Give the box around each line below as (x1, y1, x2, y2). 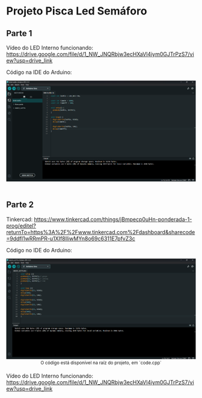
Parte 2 (6, 200, 34, 210)
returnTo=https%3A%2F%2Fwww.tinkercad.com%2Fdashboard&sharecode (6, 228, 195, 235)
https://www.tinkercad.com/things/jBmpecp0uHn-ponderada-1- (34, 216, 192, 223)
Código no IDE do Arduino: (6, 246, 72, 253)
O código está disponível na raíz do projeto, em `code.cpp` (40, 359, 162, 365)
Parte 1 (6, 28, 32, 39)
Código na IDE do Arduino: (6, 69, 72, 76)
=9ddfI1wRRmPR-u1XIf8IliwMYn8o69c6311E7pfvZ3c (6, 235, 135, 242)
